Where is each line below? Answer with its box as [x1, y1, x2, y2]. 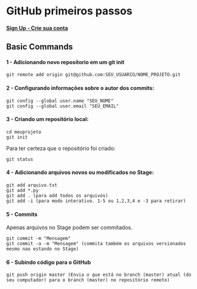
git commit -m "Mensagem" [6, 236, 71, 242]
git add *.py [6, 187, 39, 193]
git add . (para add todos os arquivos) [6, 192, 109, 198]
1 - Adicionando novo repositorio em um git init [6, 58, 125, 65]
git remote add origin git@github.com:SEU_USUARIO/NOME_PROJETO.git [6, 72, 181, 78]
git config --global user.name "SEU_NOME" [6, 98, 114, 104]
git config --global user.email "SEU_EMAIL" [6, 103, 119, 109]
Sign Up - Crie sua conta [6, 24, 68, 31]
